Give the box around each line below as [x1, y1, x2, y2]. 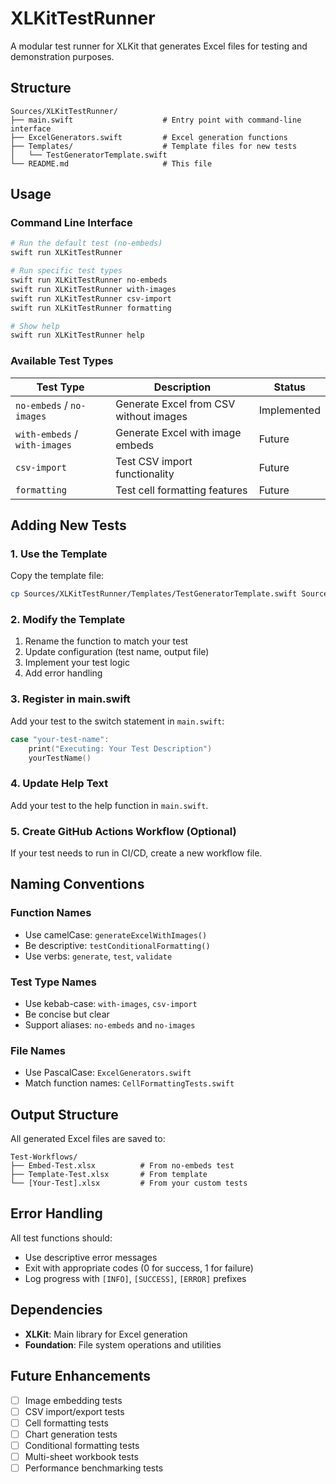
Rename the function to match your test [24, 635, 189, 647]
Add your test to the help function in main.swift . [10, 799, 209, 811]
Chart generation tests [24, 1428, 118, 1440]
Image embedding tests [24, 1394, 123, 1406]
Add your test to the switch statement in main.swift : [10, 715, 225, 727]
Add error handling [24, 667, 103, 679]
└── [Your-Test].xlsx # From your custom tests [10, 1178, 248, 1189]
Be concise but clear [24, 1008, 110, 1020]
